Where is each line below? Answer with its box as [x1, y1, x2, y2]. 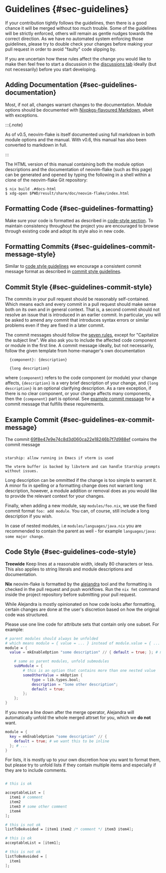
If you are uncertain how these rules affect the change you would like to [5, 56, 152, 61]
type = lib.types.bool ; [31, 677, 81, 682]
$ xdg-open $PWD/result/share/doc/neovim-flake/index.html [5, 191, 129, 196]
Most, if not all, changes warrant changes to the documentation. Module [5, 102, 152, 108]
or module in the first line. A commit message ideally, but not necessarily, [5, 343, 154, 349]
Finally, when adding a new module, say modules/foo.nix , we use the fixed [5, 503, 157, 509]
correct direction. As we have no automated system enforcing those [5, 36, 144, 42]
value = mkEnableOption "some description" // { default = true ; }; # [9, 650, 158, 655]
